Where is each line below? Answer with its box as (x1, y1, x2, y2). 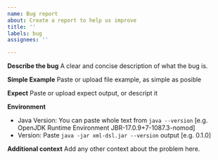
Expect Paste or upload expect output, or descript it (7, 89, 158, 98)
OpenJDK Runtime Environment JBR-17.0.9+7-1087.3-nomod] (17, 124, 195, 132)
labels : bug (7, 29, 42, 37)
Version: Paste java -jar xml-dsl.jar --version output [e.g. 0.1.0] (17, 131, 212, 140)
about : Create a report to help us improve (7, 17, 137, 24)
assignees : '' (7, 36, 49, 44)
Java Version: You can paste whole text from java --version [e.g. (17, 116, 208, 125)
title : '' (7, 23, 37, 30)
